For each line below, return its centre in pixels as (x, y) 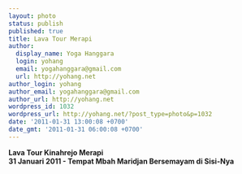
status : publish (36, 24)
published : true (36, 31)
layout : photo (32, 16)
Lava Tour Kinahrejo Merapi (56, 152)
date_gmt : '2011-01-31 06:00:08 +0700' (76, 129)
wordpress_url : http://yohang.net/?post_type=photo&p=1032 (110, 115)
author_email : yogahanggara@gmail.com (74, 91)
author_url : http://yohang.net (61, 99)
